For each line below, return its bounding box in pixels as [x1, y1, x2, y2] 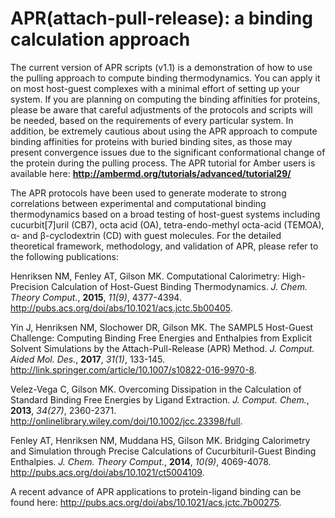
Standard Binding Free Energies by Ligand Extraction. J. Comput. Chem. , [10, 393, 310, 406]
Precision [10, 280, 49, 292]
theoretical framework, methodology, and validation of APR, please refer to [10, 240, 319, 252]
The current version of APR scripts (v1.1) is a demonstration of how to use [10, 61, 313, 73]
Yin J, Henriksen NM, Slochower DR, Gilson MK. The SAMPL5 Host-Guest [10, 321, 314, 333]
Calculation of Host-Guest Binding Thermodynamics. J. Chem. [50, 280, 308, 292]
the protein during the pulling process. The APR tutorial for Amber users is [10, 157, 316, 169]
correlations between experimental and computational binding [10, 197, 267, 209]
